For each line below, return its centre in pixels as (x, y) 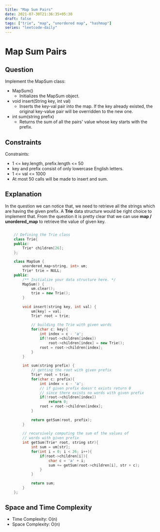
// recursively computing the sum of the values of (76, 434)
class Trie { (26, 239)
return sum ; (43, 483)
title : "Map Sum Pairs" (29, 9)
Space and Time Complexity (48, 507)
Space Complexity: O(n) (36, 524)
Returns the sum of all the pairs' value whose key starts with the (83, 122)
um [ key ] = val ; (46, 311)
